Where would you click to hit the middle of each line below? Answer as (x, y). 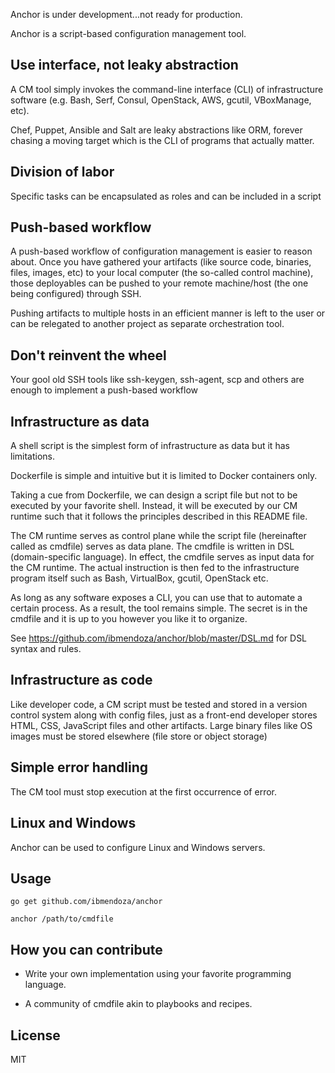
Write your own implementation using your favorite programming (158, 974)
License (35, 1035)
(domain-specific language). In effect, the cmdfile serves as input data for (162, 557)
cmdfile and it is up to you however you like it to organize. (129, 619)
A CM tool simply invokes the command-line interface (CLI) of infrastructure (167, 89)
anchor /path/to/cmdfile (62, 919)
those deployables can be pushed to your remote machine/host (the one (159, 283)
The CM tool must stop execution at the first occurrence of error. (144, 791)
